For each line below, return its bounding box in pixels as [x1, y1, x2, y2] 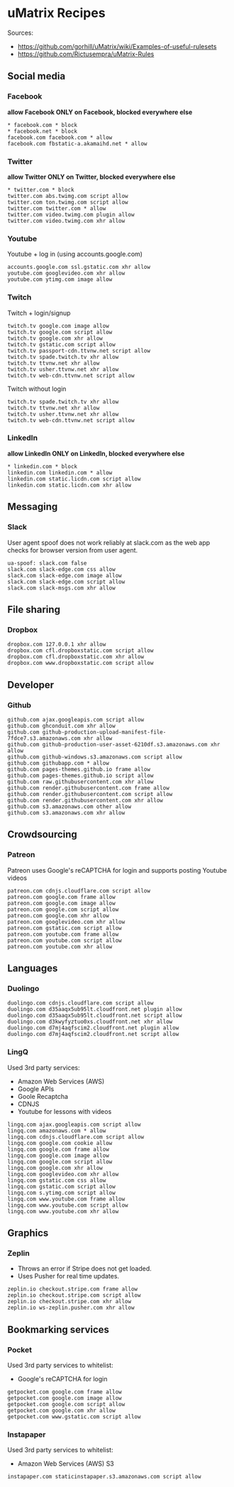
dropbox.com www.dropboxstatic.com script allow [7, 660, 154, 667]
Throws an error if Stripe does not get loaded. [17, 1264, 152, 1273]
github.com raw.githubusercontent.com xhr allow [7, 778, 154, 785]
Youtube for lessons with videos [17, 1107, 112, 1115]
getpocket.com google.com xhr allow [7, 1407, 116, 1414]
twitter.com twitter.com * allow [7, 204, 106, 212]
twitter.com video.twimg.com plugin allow [7, 211, 135, 218]
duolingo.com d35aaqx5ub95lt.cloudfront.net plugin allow [7, 1006, 182, 1013]
